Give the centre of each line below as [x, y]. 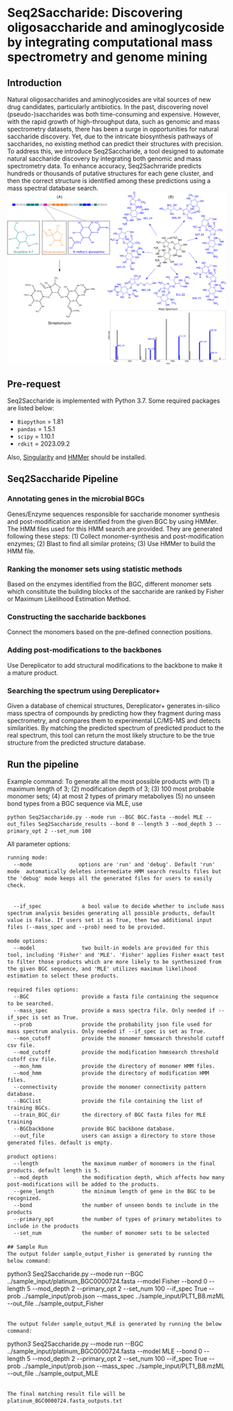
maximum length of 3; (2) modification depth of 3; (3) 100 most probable [111, 789]
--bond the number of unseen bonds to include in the [116, 1205]
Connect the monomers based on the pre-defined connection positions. [110, 632]
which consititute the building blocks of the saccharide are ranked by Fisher [115, 591]
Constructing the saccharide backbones [77, 617]
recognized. [24, 1198]
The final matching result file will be [67, 1394]
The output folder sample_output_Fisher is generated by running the [110, 1254]
